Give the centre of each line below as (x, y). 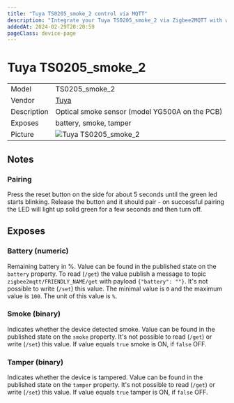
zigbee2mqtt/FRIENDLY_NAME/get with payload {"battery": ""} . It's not (108, 281)
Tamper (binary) (36, 362)
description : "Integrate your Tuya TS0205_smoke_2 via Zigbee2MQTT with (115, 20)
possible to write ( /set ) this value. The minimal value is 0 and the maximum (115, 288)
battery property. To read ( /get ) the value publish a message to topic (107, 274)
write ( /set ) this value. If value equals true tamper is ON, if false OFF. (108, 393)
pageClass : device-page (42, 33)
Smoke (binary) (34, 314)
